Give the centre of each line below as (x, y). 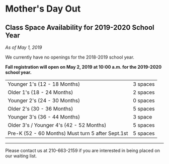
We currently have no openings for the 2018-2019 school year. (70, 57)
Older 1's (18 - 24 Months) (40, 92)
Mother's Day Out (43, 9)
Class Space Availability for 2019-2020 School (80, 28)
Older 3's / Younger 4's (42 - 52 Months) (57, 125)
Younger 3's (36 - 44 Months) (44, 117)
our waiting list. (21, 156)
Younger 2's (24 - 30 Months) (44, 100)
